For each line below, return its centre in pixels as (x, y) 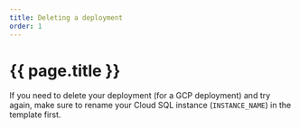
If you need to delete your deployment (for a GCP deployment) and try (140, 96)
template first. (35, 115)
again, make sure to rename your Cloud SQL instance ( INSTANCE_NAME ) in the (150, 106)
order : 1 (26, 26)
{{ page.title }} (65, 71)
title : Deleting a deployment (66, 18)
